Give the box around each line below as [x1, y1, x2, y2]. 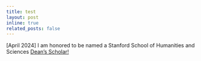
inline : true [6, 20, 39, 26]
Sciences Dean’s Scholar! [6, 48, 69, 56]
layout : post [6, 14, 39, 20]
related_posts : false [6, 25, 61, 32]
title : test [6, 8, 36, 15]
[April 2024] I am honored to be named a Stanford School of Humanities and [6, 42, 195, 49]
